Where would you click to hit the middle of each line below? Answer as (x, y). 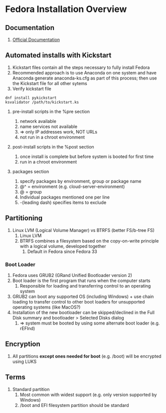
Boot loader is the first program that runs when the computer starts (81, 280)
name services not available (49, 126)
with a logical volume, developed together (63, 246)
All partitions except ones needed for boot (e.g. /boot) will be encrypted (87, 356)
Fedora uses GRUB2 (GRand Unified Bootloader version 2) (72, 275)
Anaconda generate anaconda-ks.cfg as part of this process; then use (84, 78)
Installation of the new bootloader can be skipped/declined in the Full (83, 312)
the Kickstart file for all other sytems (50, 83)
